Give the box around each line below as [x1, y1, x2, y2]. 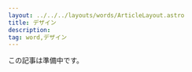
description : [8, 26, 51, 34]
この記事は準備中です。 [8, 56, 84, 65]
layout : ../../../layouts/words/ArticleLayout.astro [8, 11, 185, 20]
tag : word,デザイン [8, 33, 68, 41]
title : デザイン [8, 19, 57, 27]
